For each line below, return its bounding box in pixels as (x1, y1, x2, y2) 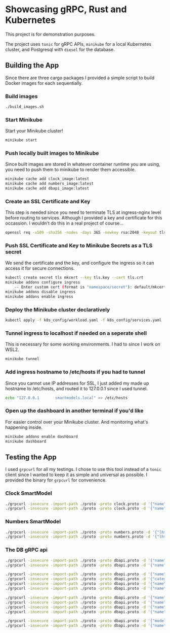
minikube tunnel (5, 357, 39, 362)
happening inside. (5, 424, 43, 430)
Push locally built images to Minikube (5, 150, 99, 157)
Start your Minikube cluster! (5, 128, 63, 134)
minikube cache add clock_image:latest (5, 176, 90, 181)
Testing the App (5, 453, 57, 461)
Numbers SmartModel (5, 518, 61, 525)
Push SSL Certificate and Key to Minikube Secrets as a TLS (5, 242, 153, 249)
